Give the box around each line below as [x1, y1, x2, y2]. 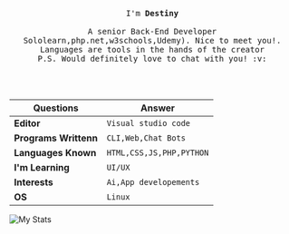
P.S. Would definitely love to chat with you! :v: [37, 54, 267, 63]
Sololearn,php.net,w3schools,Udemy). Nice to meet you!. [23, 35, 282, 45]
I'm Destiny [125, 8, 179, 18]
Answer [140, 102, 175, 114]
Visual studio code [106, 118, 191, 128]
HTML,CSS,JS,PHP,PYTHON [106, 148, 209, 158]
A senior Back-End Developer [87, 26, 217, 36]
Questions [33, 102, 79, 114]
